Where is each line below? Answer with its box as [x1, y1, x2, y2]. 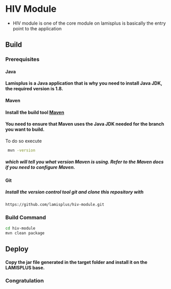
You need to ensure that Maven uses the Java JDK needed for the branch [5, 121, 164, 127]
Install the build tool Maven [5, 109, 64, 115]
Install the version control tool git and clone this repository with [5, 189, 144, 195]
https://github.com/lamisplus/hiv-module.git [5, 202, 104, 207]
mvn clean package [5, 230, 45, 236]
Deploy [5, 244, 29, 253]
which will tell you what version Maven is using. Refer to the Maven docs [5, 159, 164, 165]
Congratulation [5, 277, 44, 284]
